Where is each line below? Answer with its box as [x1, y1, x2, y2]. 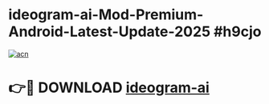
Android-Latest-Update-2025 [8, 22, 211, 41]
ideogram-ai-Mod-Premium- [8, 6, 204, 24]
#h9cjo [213, 22, 262, 41]
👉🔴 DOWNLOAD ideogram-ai [8, 78, 210, 97]
